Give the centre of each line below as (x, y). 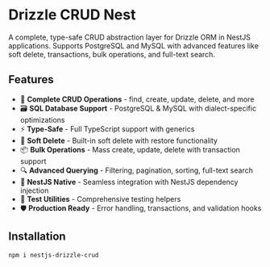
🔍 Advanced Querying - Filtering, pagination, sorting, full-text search (137, 170)
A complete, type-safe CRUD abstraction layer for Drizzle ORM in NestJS (130, 37)
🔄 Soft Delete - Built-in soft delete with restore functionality (118, 140)
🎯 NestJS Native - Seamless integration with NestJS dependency (129, 181)
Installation (37, 237)
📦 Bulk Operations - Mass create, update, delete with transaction (130, 149)
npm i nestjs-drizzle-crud (54, 255)
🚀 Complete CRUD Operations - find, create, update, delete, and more (137, 99)
